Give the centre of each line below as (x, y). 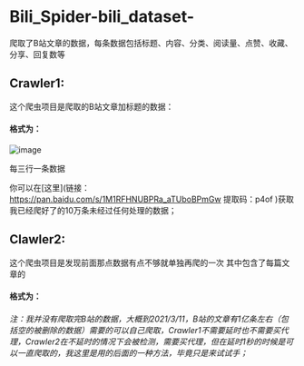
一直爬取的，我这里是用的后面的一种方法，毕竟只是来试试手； (132, 352)
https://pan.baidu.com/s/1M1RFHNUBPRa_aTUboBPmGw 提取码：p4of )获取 (152, 199)
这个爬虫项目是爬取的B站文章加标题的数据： (92, 106)
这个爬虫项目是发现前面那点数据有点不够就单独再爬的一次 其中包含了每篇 (146, 262)
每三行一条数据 (37, 168)
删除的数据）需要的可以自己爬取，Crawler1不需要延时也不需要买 (161, 330)
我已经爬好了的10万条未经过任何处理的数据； (93, 210)
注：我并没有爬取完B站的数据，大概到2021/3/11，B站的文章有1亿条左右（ (145, 319)
